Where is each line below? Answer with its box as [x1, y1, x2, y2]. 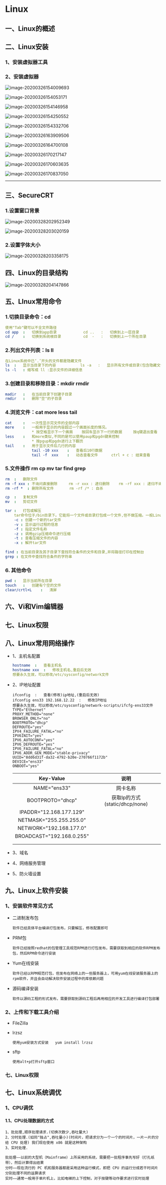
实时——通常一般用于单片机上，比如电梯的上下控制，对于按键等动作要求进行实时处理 [5, 1176, 150, 1181]
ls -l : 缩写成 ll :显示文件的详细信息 [5, 368, 83, 372]
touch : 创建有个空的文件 [5, 583, 62, 588]
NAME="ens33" [33, 784, 71, 791]
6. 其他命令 [5, 567, 32, 573]
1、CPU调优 [5, 1104, 34, 1111]
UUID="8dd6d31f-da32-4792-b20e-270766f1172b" [12, 755, 108, 760]
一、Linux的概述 [5, 24, 55, 33]
